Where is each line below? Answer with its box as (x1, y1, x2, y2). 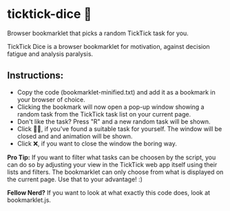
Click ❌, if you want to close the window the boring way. (17, 139, 178, 148)
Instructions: (7, 70, 64, 81)
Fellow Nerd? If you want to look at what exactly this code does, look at (7, 188, 211, 197)
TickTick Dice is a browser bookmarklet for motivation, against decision (7, 42, 210, 50)
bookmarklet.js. (7, 196, 52, 204)
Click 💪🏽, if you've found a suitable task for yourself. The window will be (17, 124, 222, 133)
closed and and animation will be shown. (17, 132, 133, 140)
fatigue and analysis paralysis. (7, 50, 94, 58)
